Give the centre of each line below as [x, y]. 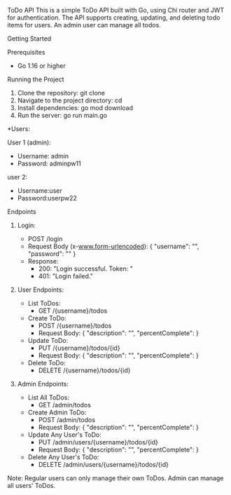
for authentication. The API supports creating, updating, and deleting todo [114, 18]
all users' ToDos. [31, 486]
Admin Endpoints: [43, 384]
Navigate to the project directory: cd [70, 100]
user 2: [17, 177]
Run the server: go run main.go [62, 115]
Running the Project [36, 79]
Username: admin [43, 156]
